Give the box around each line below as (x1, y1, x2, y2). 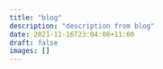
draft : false (9, 38, 59, 47)
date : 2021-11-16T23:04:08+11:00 (9, 30, 135, 39)
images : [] (9, 47, 50, 56)
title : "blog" (9, 13, 63, 22)
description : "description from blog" (9, 22, 155, 30)
